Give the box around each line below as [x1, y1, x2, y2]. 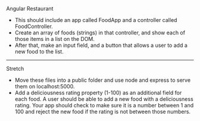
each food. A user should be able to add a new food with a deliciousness [14, 95, 193, 103]
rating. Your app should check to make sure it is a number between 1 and [14, 102, 194, 109]
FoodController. [14, 23, 54, 30]
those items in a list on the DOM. [14, 36, 95, 42]
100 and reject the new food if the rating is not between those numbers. [14, 108, 191, 115]
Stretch [6, 65, 24, 72]
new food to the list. [14, 48, 64, 55]
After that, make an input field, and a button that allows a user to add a [14, 42, 187, 49]
